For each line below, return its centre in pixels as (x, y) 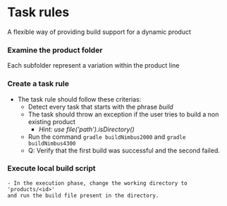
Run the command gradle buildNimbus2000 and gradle (107, 137)
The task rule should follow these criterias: (79, 99)
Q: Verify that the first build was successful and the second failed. (124, 150)
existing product (52, 121)
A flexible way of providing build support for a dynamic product (99, 32)
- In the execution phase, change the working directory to (98, 183)
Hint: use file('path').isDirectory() (87, 129)
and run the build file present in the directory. (83, 195)
